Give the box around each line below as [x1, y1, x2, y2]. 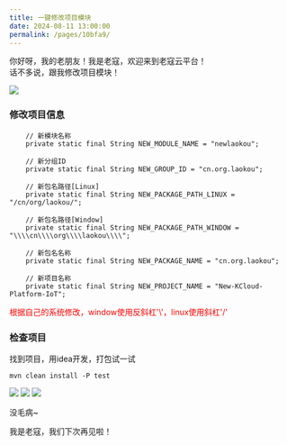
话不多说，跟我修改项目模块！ [9, 67, 120, 77]
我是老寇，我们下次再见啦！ [9, 425, 112, 437]
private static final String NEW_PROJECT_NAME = [25, 281, 211, 291]
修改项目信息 [9, 109, 66, 122]
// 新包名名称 [25, 249, 72, 258]
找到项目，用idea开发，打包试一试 [9, 353, 137, 364]
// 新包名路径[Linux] [25, 182, 100, 191]
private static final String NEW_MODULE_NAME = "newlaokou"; [25, 139, 259, 149]
